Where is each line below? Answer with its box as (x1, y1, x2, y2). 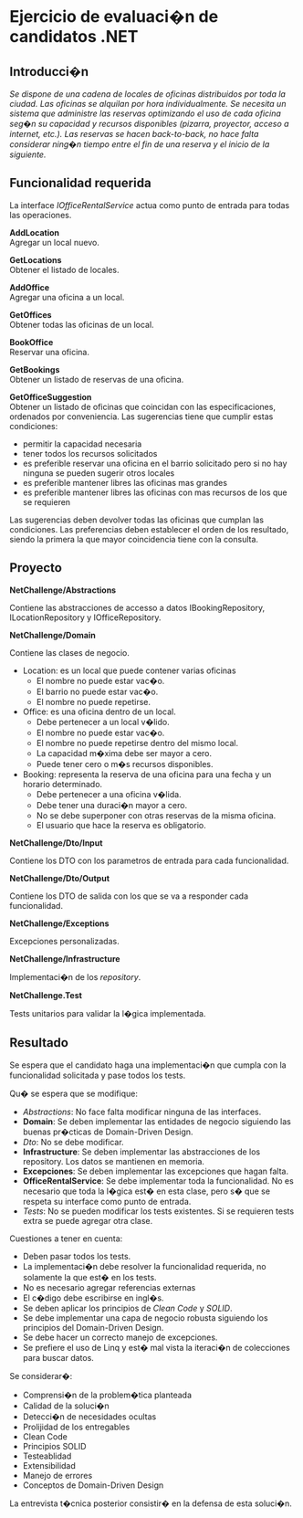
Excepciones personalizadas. (9, 935, 120, 946)
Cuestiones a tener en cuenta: (9, 1233, 123, 1244)
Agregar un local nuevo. (9, 237, 100, 248)
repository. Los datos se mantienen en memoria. (22, 1156, 205, 1167)
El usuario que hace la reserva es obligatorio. (36, 819, 207, 830)
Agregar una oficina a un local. (9, 291, 125, 302)
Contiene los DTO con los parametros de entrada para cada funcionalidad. (9, 855, 289, 866)
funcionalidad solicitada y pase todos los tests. (9, 1070, 186, 1081)
